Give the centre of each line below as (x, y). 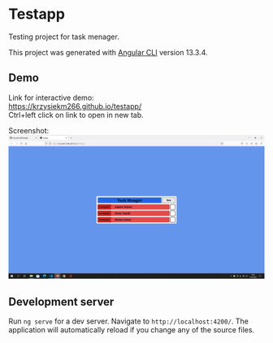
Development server (61, 302)
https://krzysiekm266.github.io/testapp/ (75, 106)
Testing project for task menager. (64, 37)
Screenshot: (29, 130)
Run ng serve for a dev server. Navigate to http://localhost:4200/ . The (129, 321)
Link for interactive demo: (52, 98)
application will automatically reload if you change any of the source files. (131, 330)
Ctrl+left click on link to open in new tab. (76, 115)
